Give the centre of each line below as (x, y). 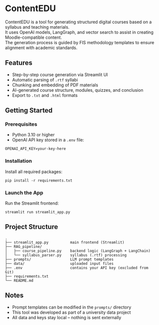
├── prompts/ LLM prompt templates (59, 259)
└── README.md (19, 280)
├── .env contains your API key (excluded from (77, 268)
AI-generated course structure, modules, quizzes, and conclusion (78, 90)
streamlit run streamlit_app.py (38, 212)
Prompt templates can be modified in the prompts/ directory (72, 307)
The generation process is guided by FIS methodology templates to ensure (79, 42)
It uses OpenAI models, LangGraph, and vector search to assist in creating (79, 32)
